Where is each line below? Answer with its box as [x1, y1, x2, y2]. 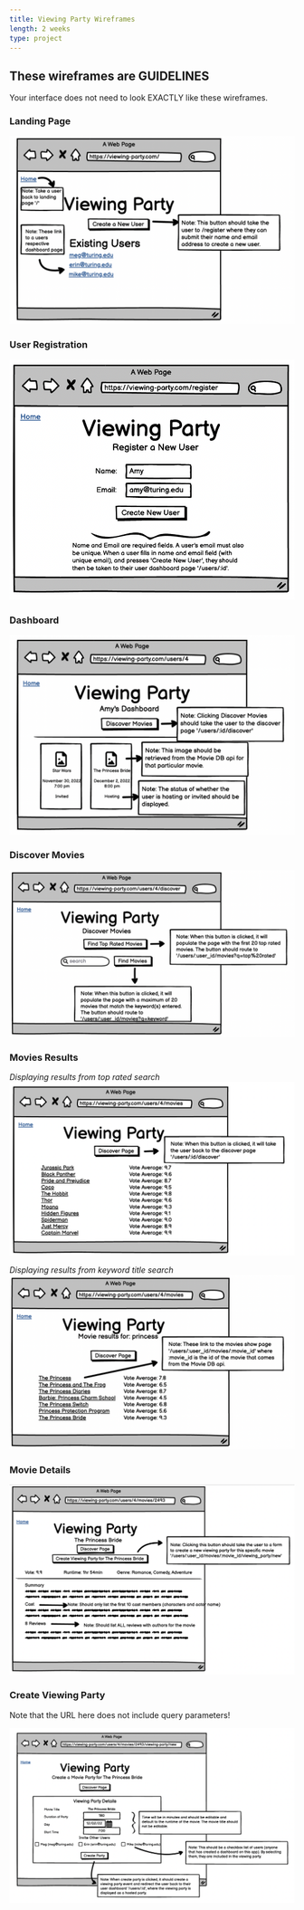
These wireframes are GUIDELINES [9, 68, 210, 83]
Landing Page [9, 115, 71, 128]
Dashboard [9, 614, 60, 626]
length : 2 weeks [9, 24, 71, 33]
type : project [9, 33, 63, 43]
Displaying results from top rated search [9, 1072, 160, 1083]
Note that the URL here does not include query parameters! [9, 1709, 231, 1720]
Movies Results [9, 1051, 79, 1064]
